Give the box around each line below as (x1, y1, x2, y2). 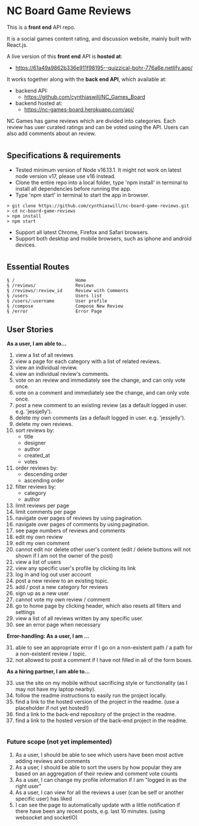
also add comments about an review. (6, 130, 96, 137)
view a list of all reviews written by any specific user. (15, 615, 143, 622)
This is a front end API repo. (6, 24, 76, 31)
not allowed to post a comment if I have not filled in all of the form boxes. (15, 656, 193, 663)
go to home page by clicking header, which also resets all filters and (15, 602, 181, 609)
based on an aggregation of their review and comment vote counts (15, 770, 178, 777)
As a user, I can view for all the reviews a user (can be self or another (15, 789, 184, 796)
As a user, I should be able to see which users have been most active (15, 751, 184, 758)
